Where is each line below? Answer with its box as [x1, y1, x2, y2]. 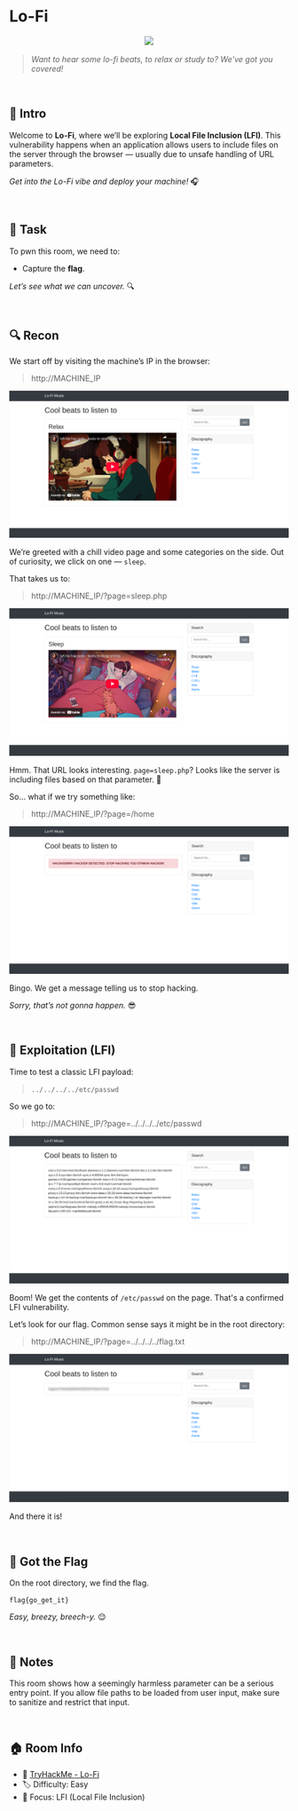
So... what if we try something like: [9, 792, 136, 803]
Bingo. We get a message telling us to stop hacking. [9, 983, 199, 993]
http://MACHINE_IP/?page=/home [30, 809, 155, 819]
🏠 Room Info [9, 1741, 83, 1756]
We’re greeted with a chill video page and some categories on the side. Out [9, 546, 285, 557]
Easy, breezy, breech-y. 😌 [9, 1611, 106, 1622]
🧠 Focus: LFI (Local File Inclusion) [21, 1791, 145, 1802]
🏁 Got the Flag [9, 1554, 89, 1569]
